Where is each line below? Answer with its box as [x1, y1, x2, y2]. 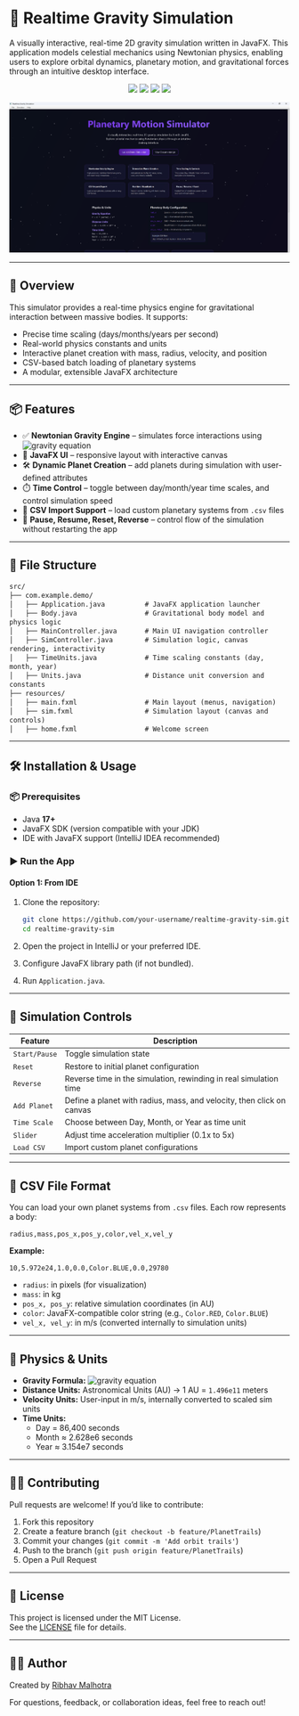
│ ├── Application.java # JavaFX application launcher [9, 601, 261, 609]
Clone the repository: [21, 897, 101, 908]
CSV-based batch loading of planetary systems [21, 356, 197, 368]
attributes [53, 472, 88, 483]
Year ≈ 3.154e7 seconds [35, 1442, 124, 1452]
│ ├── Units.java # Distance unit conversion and [9, 672, 265, 681]
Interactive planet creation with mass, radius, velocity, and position [21, 347, 268, 358]
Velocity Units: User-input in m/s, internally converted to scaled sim [21, 1394, 273, 1405]
